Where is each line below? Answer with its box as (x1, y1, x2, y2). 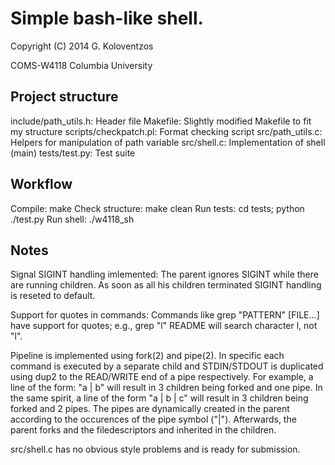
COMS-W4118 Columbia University (10, 59, 153, 71)
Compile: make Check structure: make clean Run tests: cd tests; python (10, 202, 305, 214)
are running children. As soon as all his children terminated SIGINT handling (10, 279, 322, 291)
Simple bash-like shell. (10, 7, 204, 30)
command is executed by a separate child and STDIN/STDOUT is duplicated (10, 360, 324, 372)
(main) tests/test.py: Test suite (10, 147, 136, 159)
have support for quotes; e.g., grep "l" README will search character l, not (10, 320, 318, 332)
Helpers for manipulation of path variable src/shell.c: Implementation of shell (10, 136, 326, 148)
